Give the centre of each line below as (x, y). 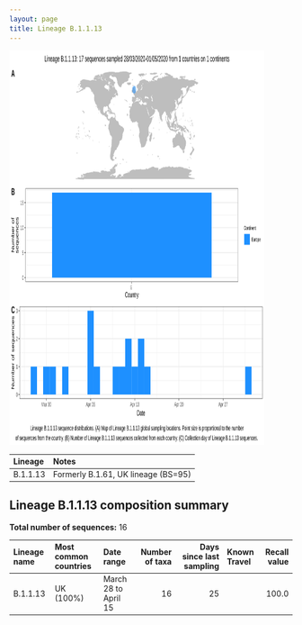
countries (73, 566)
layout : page (34, 19)
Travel (239, 561)
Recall (277, 552)
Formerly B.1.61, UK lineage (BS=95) (122, 475)
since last (201, 557)
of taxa (159, 561)
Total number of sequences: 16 (68, 527)
